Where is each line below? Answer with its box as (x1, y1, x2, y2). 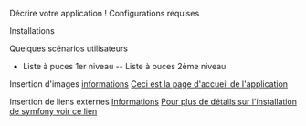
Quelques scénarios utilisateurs (9, 43, 128, 54)
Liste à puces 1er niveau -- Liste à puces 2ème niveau (22, 61, 227, 71)
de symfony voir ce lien (9, 106, 98, 117)
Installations (9, 26, 55, 36)
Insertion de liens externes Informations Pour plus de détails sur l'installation (9, 96, 297, 107)
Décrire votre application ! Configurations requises (9, 8, 200, 18)
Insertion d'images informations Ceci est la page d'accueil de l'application (9, 79, 289, 89)
